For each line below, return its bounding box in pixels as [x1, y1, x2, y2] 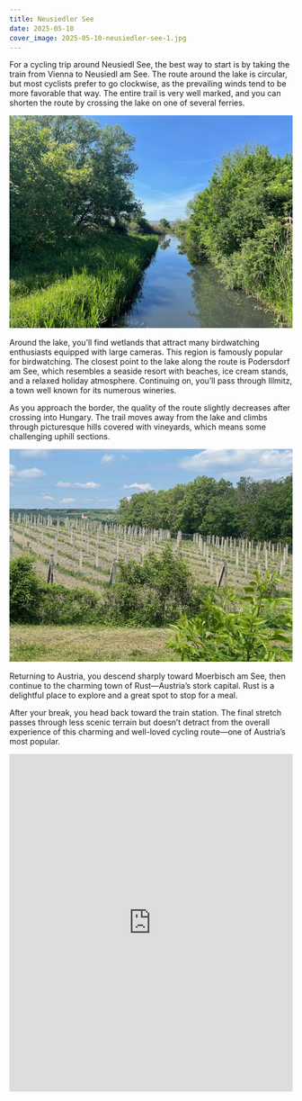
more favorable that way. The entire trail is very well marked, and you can [9, 88, 281, 99]
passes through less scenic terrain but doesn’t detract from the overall [9, 717, 271, 728]
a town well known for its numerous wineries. [9, 385, 177, 396]
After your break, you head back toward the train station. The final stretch [9, 708, 281, 718]
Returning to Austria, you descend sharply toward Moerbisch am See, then [9, 671, 286, 681]
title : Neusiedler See [9, 14, 94, 23]
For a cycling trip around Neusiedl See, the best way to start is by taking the [9, 59, 290, 70]
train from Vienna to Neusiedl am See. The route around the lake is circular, [9, 68, 288, 80]
